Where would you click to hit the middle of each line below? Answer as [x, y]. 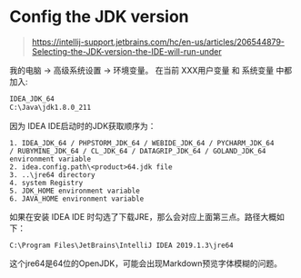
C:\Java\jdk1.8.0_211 [50, 107]
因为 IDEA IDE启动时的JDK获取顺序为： [83, 125]
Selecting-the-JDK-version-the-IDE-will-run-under [126, 51]
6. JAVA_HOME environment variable [77, 199]
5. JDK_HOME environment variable [75, 191]
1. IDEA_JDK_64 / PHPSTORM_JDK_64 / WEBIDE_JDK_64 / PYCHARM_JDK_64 [142, 143]
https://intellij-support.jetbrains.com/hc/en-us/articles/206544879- [158, 42]
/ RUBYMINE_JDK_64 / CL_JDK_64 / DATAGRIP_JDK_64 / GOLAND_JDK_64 [138, 151]
